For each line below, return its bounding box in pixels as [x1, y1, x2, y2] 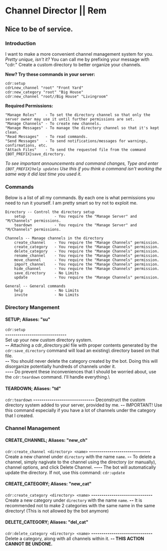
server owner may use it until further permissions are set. [5, 117, 135, 122]
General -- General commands [5, 284, 66, 289]
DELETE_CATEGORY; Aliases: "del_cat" [5, 519, 89, 525]
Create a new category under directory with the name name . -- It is [5, 497, 143, 503]
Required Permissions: [5, 103, 53, 109]
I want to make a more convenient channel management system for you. [5, 51, 154, 57]
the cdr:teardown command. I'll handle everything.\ [5, 374, 110, 380]
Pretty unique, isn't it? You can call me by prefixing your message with [5, 56, 150, 62]
